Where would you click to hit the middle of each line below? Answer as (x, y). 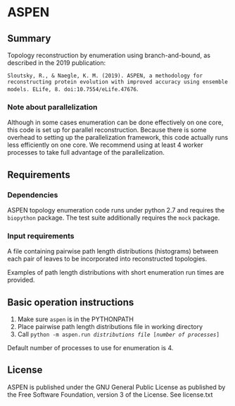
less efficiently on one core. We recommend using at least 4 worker (106, 145)
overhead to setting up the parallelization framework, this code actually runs (118, 138)
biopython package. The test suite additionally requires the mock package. (114, 217)
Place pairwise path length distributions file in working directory (110, 327)
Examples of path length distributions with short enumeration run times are (116, 273)
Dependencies (33, 195)
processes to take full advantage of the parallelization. (86, 153)
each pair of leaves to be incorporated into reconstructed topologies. (107, 259)
